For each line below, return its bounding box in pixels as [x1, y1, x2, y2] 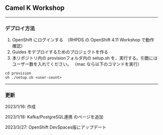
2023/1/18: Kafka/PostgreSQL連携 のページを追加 [5, 114, 103, 120]
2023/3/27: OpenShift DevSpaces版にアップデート [5, 124, 107, 130]
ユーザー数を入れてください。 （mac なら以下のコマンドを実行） [12, 61, 142, 67]
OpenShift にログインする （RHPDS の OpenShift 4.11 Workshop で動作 [12, 37, 154, 43]
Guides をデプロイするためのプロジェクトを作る [12, 49, 108, 55]
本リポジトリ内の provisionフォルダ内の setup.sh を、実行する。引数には [12, 55, 158, 61]
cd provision [5, 71, 32, 76]
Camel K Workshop [5, 4, 65, 12]
